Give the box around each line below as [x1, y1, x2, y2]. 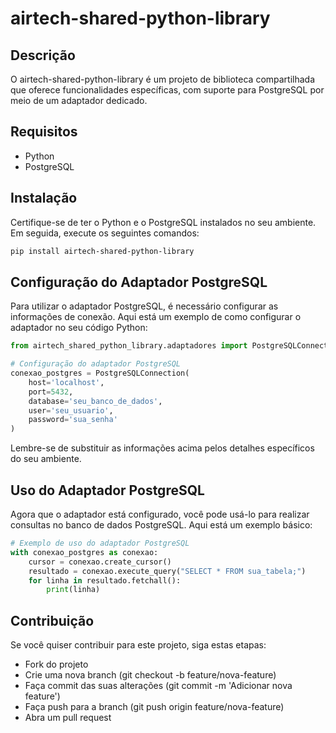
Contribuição [10, 612, 95, 629]
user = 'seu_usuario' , [28, 405, 114, 416]
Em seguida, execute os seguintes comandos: [10, 227, 200, 239]
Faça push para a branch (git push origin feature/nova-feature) [24, 701, 285, 713]
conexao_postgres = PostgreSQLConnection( [10, 368, 190, 379]
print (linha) [46, 585, 101, 595]
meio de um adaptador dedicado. [10, 95, 148, 106]
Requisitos [10, 123, 78, 141]
